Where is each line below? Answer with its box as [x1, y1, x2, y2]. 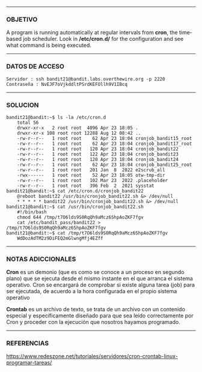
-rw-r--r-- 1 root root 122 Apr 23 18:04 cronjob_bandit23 [17, 151, 179, 157]
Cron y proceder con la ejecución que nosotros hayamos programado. [6, 319, 180, 326]
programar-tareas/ [6, 359, 52, 367]
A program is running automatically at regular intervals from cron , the [6, 29, 179, 36]
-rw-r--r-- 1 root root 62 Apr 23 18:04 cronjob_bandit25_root [17, 162, 192, 168]
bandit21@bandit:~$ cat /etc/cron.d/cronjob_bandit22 [6, 188, 144, 194]
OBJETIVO [6, 15, 38, 23]
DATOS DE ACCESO [6, 63, 65, 71]
